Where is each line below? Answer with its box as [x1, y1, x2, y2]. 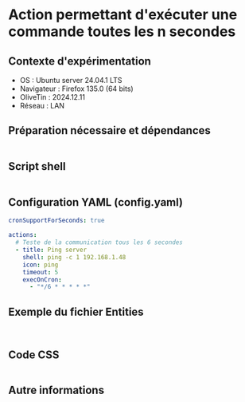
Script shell [8, 160, 66, 173]
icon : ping [22, 261, 59, 269]
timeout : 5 [22, 268, 59, 276]
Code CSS [8, 348, 60, 361]
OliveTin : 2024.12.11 [19, 93, 86, 101]
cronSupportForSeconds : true [8, 217, 105, 225]
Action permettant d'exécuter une [8, 6, 238, 24]
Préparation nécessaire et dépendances [8, 124, 211, 137]
